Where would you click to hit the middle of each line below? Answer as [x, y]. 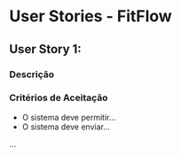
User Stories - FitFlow [91, 16]
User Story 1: [45, 49]
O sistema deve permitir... [69, 117]
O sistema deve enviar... [66, 127]
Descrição [32, 74]
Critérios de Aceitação [59, 97]
